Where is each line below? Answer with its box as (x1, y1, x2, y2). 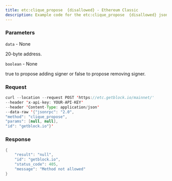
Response (5, 136, 31, 143)
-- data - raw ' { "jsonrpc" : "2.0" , (5, 109, 74, 114)
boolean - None (5, 61, 37, 67)
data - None (5, 41, 31, 47)
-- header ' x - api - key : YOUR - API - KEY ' (5, 99, 83, 105)
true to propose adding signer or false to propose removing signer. (5, 70, 146, 77)
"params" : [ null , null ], (5, 119, 58, 124)
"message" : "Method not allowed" (14, 167, 86, 172)
